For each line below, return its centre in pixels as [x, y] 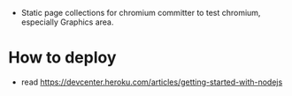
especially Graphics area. [67, 22]
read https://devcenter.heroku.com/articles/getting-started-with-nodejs [152, 82]
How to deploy [62, 58]
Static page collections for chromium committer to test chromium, [141, 13]
